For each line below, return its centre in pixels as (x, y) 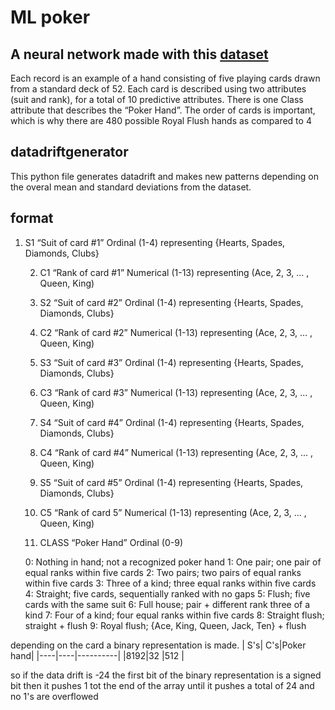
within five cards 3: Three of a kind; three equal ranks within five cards (170, 583)
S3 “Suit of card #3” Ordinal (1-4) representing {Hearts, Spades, (171, 362)
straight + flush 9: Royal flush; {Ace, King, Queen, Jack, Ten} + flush (165, 625)
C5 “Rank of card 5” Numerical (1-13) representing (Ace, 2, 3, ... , (173, 512)
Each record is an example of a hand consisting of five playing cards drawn (165, 78)
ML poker (50, 17)
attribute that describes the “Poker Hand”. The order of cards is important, (163, 110)
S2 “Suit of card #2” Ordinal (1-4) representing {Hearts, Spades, (171, 302)
